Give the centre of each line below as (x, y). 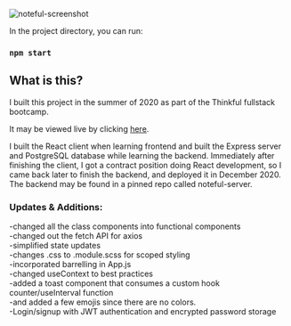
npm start (30, 53)
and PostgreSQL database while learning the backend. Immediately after (142, 155)
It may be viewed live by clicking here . (79, 128)
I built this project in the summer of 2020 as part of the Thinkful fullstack (142, 102)
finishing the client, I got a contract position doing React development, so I (145, 165)
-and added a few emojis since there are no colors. (103, 302)
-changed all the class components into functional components (125, 226)
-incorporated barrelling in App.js (70, 265)
